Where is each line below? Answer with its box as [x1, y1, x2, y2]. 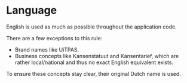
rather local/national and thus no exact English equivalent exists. [14, 59, 174, 66]
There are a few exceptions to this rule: [6, 34, 103, 41]
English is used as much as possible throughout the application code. [6, 23, 177, 30]
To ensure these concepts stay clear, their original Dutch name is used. [6, 70, 181, 77]
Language [6, 4, 57, 17]
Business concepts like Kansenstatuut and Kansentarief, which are [14, 52, 179, 59]
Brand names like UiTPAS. [14, 46, 79, 53]
